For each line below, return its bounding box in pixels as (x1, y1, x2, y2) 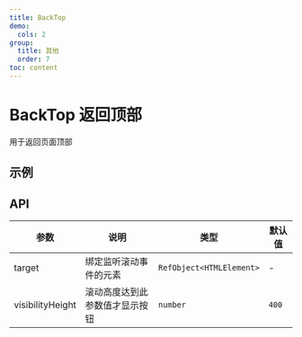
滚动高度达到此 (84, 286, 148, 298)
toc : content (9, 64, 58, 73)
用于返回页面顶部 (9, 136, 73, 146)
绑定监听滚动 (84, 255, 139, 268)
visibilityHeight (13, 298, 76, 311)
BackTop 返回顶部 (9, 105, 142, 126)
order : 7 (17, 55, 50, 64)
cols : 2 (17, 30, 47, 39)
